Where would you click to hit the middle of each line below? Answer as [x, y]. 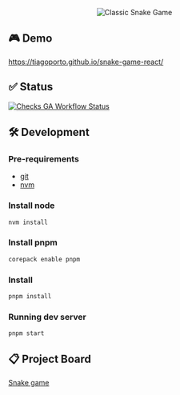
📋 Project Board [50, 359]
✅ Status [31, 87]
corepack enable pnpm [44, 259]
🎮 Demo [30, 39]
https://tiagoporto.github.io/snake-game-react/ [86, 62]
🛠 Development [49, 132]
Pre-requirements [44, 158]
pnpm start [26, 333]
